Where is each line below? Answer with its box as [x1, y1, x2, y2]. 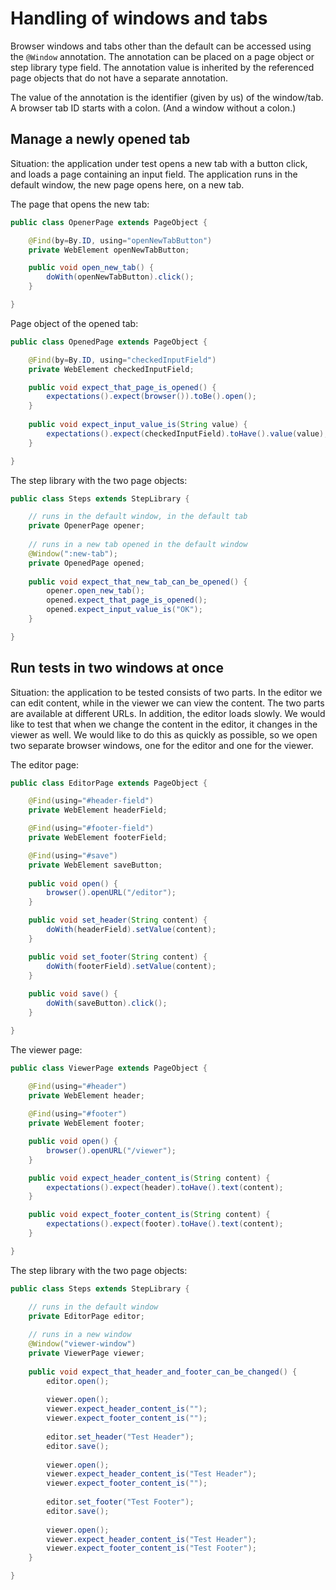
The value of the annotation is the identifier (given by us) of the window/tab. [10, 91, 324, 103]
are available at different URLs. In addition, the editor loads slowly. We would [10, 707, 326, 719]
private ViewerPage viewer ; [28, 1348, 145, 1359]
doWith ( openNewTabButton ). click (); [46, 272, 195, 282]
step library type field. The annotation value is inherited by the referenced [10, 61, 315, 73]
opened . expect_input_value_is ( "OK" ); [46, 605, 203, 615]
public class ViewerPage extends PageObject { [10, 1063, 208, 1073]
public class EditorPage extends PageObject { [10, 778, 208, 788]
